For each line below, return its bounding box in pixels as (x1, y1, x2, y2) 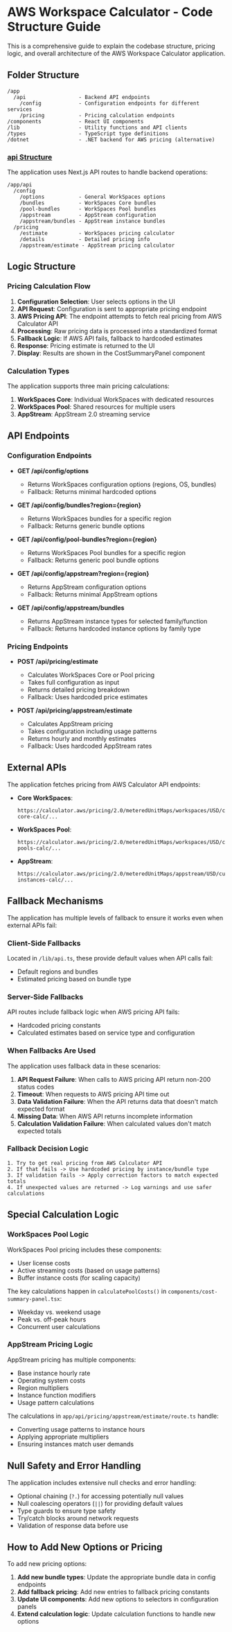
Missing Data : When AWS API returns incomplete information (17, 1112, 193, 1120)
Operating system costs (17, 1376, 86, 1385)
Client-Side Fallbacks (7, 938, 81, 948)
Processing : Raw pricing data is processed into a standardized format (17, 326, 217, 335)
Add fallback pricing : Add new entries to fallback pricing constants (17, 1588, 210, 1596)
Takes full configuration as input (27, 678, 120, 687)
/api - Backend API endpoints (13, 94, 150, 100)
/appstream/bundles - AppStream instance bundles (19, 218, 166, 225)
